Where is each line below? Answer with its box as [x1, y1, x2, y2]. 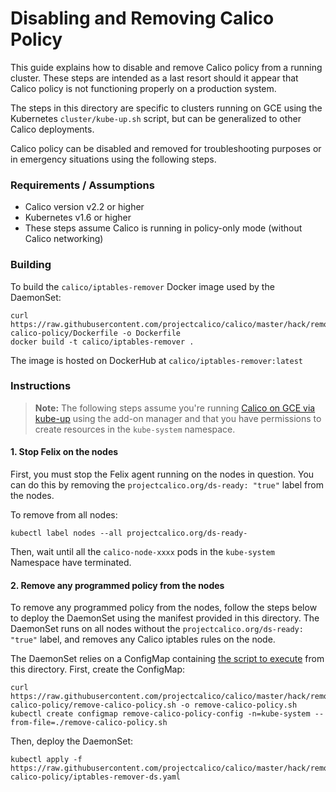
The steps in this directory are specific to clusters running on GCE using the [10, 102, 323, 114]
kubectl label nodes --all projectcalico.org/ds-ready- [10, 528, 248, 539]
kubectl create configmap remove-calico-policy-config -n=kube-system [10, 709, 311, 719]
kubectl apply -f [10, 755, 83, 765]
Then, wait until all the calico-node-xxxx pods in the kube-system [10, 546, 276, 558]
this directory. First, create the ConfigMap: [10, 663, 186, 676]
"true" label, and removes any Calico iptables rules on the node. [10, 633, 276, 646]
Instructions [10, 379, 72, 393]
